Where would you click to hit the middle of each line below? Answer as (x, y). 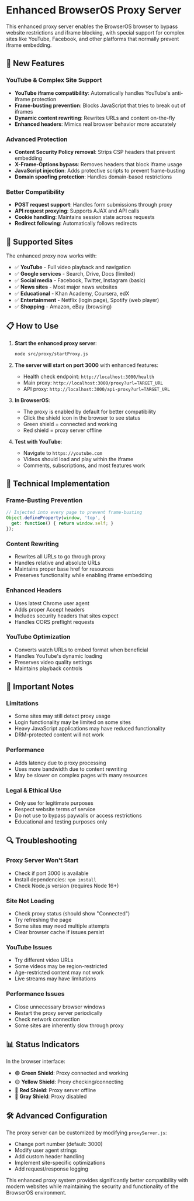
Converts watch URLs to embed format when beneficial (81, 650)
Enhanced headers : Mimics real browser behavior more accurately (95, 124)
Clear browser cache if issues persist (59, 932)
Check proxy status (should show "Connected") (72, 914)
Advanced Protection (37, 139)
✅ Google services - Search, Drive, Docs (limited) (75, 274)
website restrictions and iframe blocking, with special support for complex (96, 32)
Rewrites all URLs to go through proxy (60, 557)
